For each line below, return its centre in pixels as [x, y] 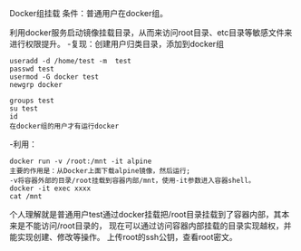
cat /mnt [26, 197]
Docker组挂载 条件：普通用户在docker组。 [89, 13]
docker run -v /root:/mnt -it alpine [81, 161]
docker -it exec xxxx [50, 188]
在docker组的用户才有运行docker [64, 126]
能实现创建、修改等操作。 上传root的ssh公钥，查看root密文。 [123, 237]
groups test [32, 101]
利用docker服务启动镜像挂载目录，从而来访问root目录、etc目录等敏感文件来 [151, 33]
